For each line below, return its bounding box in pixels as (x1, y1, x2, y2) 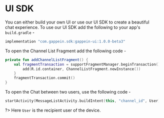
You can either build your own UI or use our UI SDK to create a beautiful (5, 19, 150, 25)
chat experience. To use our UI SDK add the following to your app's (5, 24, 141, 30)
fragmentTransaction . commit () (14, 75, 76, 81)
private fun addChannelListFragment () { (5, 57, 89, 62)
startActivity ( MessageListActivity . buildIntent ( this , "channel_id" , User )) (5, 98, 163, 103)
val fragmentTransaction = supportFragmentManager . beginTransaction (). (14, 62, 163, 67)
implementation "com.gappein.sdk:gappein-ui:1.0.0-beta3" (5, 39, 125, 44)
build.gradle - (5, 29, 35, 35)
